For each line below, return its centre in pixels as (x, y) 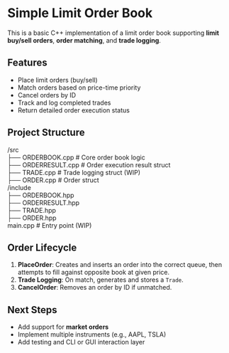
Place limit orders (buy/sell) (57, 80)
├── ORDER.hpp (32, 218)
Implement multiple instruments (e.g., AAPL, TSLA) (92, 334)
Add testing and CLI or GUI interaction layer (81, 342)
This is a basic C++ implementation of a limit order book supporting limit (113, 33)
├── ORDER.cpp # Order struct (53, 180)
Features (27, 63)
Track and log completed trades (64, 102)
